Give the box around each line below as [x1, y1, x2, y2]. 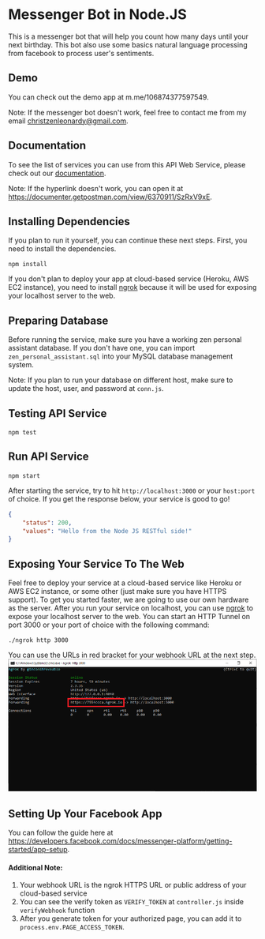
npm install [8, 261, 47, 269]
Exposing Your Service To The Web [8, 557, 185, 570]
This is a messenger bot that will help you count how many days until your [8, 32, 249, 41]
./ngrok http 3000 [8, 637, 69, 644]
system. [8, 360, 34, 370]
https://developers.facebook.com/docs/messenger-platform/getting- [8, 836, 233, 846]
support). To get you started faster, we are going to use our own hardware [8, 595, 249, 605]
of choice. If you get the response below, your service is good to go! [8, 494, 230, 503]
